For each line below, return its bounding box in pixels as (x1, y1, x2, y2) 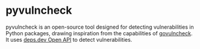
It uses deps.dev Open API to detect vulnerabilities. (5, 36, 133, 43)
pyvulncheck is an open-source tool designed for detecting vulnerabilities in (5, 23, 194, 30)
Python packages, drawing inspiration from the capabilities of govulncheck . (5, 29, 193, 36)
